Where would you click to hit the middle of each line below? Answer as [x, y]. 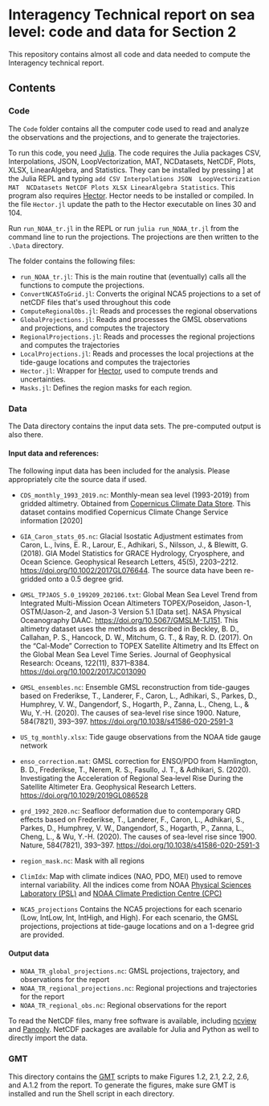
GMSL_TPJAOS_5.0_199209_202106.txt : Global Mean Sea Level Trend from [139, 595]
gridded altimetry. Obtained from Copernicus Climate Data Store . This [135, 504]
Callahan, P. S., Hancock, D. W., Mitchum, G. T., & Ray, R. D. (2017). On [136, 638]
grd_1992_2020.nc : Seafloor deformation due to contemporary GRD [130, 811]
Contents [32, 88]
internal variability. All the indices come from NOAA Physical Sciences [135, 885]
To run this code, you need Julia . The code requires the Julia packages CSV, [134, 153]
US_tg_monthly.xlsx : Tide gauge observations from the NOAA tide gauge [140, 737]
